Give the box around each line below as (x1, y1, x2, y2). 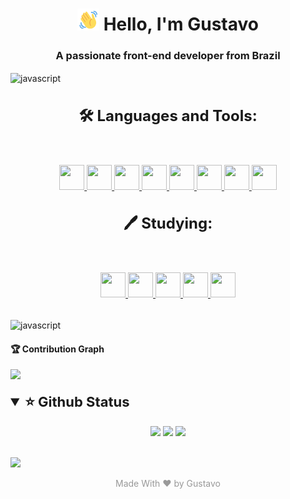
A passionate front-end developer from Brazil (55, 49, 281, 63)
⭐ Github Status (24, 393, 130, 411)
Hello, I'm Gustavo (103, 13, 259, 36)
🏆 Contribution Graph (10, 343, 105, 355)
